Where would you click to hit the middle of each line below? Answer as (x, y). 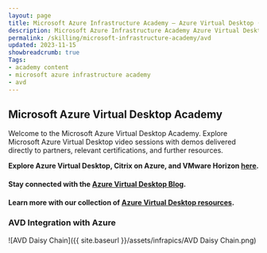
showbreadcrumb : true (44, 53)
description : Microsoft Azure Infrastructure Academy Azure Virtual (124, 30)
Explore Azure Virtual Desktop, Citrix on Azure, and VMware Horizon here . (133, 166)
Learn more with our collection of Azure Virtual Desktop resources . (121, 202)
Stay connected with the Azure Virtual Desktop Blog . (97, 184)
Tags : (17, 60)
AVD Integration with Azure (62, 223)
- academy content (39, 68)
